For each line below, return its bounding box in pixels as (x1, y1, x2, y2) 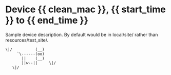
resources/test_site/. (5, 37, 49, 43)
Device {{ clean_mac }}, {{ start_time (5, 4, 166, 15)
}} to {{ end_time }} (5, 14, 89, 26)
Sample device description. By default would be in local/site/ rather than (5, 31, 158, 38)
